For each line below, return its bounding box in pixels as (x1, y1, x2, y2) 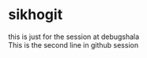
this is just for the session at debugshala (8, 32, 140, 41)
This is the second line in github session (8, 40, 139, 49)
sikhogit (8, 6, 63, 24)
